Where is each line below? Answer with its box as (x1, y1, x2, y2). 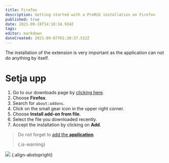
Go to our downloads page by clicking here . (12, 89, 105, 95)
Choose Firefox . (12, 95, 47, 101)
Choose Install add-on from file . (12, 111, 81, 117)
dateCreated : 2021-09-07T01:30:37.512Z (5, 36, 90, 41)
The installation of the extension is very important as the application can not (5, 49, 164, 56)
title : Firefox (5, 7, 38, 13)
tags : (5, 26, 17, 31)
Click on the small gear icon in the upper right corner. (12, 105, 124, 111)
